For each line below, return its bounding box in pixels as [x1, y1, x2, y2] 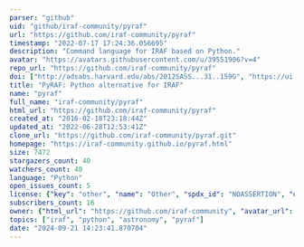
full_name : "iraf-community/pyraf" [9, 97, 144, 107]
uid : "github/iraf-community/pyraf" [9, 22, 147, 31]
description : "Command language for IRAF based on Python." [9, 47, 242, 56]
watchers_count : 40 [9, 165, 83, 174]
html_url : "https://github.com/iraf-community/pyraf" [9, 106, 217, 115]
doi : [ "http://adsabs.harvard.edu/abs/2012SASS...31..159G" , [9, 72, 245, 81]
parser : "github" [9, 13, 75, 23]
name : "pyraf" [9, 89, 63, 98]
